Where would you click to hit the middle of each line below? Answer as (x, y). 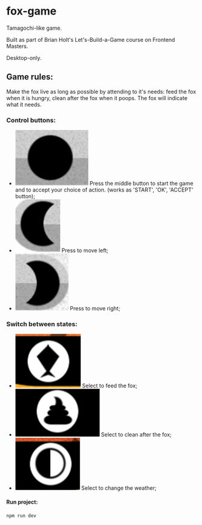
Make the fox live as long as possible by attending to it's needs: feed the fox (101, 92)
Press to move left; (85, 250)
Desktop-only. (24, 58)
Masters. (17, 46)
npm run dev (21, 516)
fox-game (32, 11)
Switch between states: (42, 324)
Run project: (22, 502)
